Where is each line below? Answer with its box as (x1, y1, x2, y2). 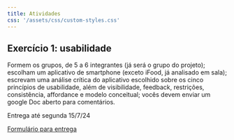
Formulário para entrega (7, 125, 77, 133)
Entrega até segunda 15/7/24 (7, 111, 91, 120)
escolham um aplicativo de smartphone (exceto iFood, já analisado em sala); (7, 68, 227, 77)
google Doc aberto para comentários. (7, 98, 115, 107)
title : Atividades (7, 10, 61, 17)
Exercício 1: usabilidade (7, 42, 112, 54)
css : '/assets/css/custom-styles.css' (7, 17, 120, 24)
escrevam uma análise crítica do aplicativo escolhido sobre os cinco (7, 76, 204, 84)
